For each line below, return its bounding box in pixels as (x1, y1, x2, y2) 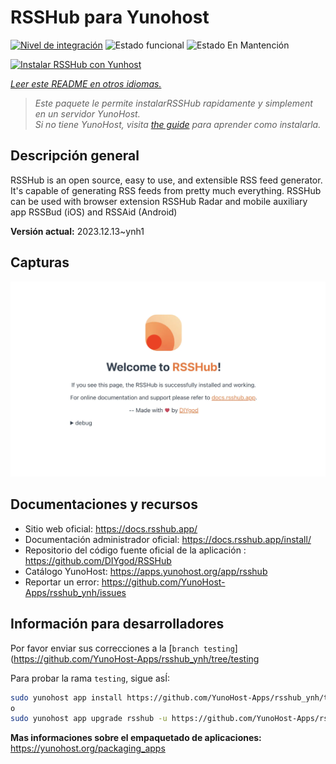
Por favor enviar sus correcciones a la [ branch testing (10, 642, 235, 654)
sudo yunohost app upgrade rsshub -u (10, 714, 168, 724)
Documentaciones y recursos (10, 496, 198, 513)
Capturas (10, 254, 70, 271)
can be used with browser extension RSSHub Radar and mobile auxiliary (10, 195, 308, 207)
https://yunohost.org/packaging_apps (10, 742, 166, 755)
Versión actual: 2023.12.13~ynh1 (10, 225, 145, 237)
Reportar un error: (24, 576, 100, 588)
